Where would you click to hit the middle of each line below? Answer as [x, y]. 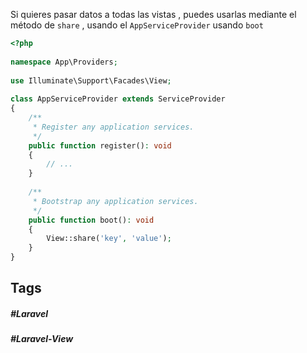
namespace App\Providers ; [64, 62]
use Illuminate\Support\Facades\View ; [91, 80]
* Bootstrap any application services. [115, 201]
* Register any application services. [113, 127]
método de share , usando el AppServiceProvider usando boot [137, 25]
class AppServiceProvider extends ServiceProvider [118, 99]
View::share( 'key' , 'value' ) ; [109, 239]
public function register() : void [100, 145]
